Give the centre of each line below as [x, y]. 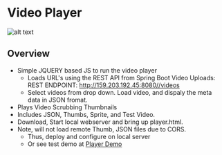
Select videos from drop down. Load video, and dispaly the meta [120, 92]
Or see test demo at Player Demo [75, 144]
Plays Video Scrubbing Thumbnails [67, 107]
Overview [29, 54]
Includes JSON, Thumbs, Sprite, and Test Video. [86, 114]
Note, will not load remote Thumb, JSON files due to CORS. [102, 129]
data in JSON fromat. [57, 100]
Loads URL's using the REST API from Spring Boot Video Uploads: [121, 77]
